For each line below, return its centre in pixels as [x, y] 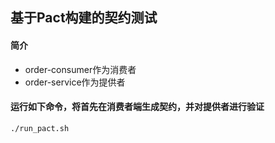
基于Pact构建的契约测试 [84, 18]
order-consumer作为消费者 [80, 69]
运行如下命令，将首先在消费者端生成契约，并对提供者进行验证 [137, 107]
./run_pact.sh [40, 128]
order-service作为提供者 [75, 82]
